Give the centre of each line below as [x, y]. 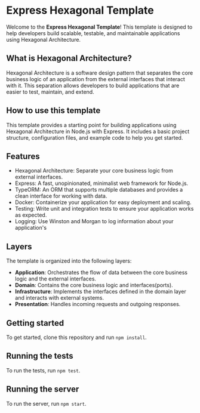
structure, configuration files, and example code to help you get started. [95, 137]
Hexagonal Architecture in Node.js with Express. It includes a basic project [98, 131]
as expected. [31, 215]
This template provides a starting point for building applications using [91, 125]
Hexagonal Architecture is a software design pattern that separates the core [100, 73]
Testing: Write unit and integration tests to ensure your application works [104, 209]
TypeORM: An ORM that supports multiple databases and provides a [99, 190]
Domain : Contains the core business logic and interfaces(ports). [94, 285]
